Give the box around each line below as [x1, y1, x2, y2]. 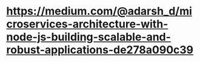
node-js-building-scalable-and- [6, 30, 172, 44]
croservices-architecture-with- [6, 17, 168, 31]
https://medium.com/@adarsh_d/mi [6, 4, 193, 18]
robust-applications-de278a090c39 [6, 43, 194, 57]
